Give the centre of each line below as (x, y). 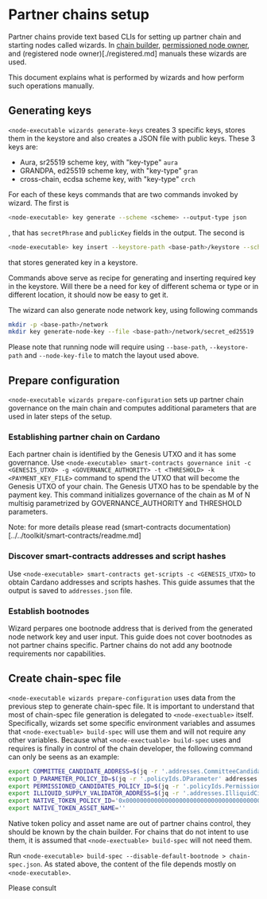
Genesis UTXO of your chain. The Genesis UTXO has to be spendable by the (133, 487)
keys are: (23, 147)
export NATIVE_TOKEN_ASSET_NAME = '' (67, 808)
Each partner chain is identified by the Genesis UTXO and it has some (122, 454)
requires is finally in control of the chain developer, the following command (130, 748)
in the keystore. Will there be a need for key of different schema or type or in (133, 286)
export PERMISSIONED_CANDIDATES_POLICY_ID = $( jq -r (94, 786)
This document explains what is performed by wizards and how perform (126, 77)
